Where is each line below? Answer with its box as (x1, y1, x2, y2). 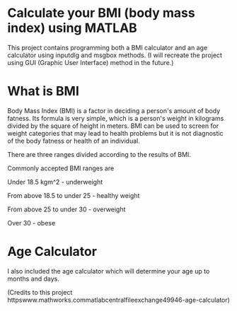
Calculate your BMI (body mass (7, 5, 196, 21)
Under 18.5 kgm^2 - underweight (7, 177, 103, 186)
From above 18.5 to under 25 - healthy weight (7, 191, 140, 199)
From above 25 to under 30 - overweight (7, 205, 126, 213)
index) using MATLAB (7, 20, 138, 36)
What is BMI (7, 83, 79, 100)
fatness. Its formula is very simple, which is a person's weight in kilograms (7, 114, 224, 122)
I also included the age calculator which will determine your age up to (7, 266, 210, 275)
